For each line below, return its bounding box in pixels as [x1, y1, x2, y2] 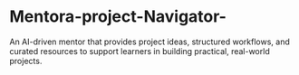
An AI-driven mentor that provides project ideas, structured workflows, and [9, 36, 290, 47]
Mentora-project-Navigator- [9, 6, 227, 27]
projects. [9, 55, 43, 66]
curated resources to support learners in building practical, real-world [9, 45, 270, 56]
